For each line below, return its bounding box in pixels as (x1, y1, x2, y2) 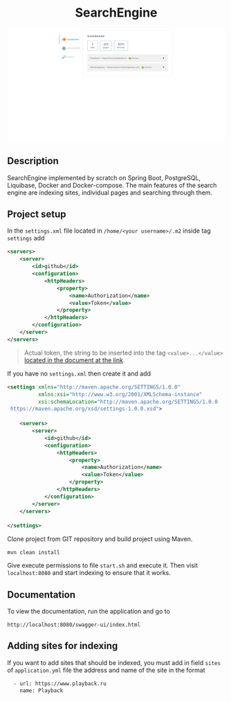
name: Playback (19, 687, 64, 694)
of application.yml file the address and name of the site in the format (7, 666, 205, 674)
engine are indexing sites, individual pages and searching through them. (7, 188, 213, 197)
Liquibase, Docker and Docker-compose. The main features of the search (7, 181, 217, 189)
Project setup (7, 208, 67, 220)
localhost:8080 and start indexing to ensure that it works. (7, 569, 171, 577)
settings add (7, 234, 45, 242)
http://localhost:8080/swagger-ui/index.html (7, 621, 140, 628)
